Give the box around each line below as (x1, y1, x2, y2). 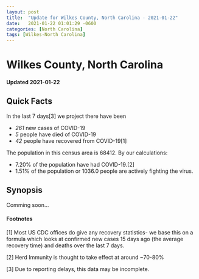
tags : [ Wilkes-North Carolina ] (6, 32, 86, 38)
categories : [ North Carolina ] (6, 26, 83, 32)
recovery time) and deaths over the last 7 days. (6, 242, 125, 249)
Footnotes (6, 215, 33, 223)
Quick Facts (6, 96, 53, 107)
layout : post (6, 9, 40, 15)
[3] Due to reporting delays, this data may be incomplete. (6, 265, 150, 272)
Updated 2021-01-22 (6, 78, 60, 85)
